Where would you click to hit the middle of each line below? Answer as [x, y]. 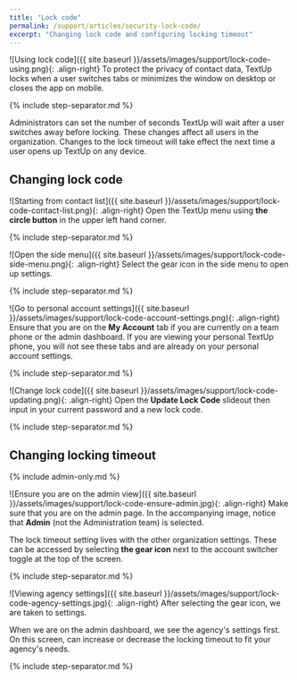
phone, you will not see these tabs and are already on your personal [134, 346]
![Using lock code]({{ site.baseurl [70, 60]
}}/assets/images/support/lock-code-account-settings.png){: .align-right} [145, 318]
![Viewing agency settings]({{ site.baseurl [86, 593]
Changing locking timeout [82, 455]
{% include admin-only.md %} [65, 476]
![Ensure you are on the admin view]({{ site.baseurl [103, 494]
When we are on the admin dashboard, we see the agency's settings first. [145, 630]
